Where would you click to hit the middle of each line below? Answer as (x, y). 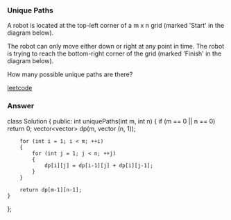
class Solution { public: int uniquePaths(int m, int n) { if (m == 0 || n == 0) (111, 121)
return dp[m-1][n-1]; (51, 189)
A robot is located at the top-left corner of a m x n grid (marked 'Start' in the (116, 26)
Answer (21, 106)
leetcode (20, 88)
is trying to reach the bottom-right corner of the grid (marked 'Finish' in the (114, 53)
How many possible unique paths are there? (70, 74)
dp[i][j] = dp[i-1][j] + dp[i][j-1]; (99, 165)
